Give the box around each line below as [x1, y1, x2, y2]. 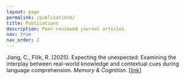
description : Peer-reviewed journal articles [6, 25, 124, 32]
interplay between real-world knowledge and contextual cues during [6, 60, 179, 67]
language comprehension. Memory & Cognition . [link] [6, 67, 142, 73]
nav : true [6, 32, 32, 38]
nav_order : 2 [6, 37, 40, 43]
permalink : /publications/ [6, 15, 75, 21]
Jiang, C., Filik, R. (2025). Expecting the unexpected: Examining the [6, 54, 176, 61]
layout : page [6, 8, 40, 15]
